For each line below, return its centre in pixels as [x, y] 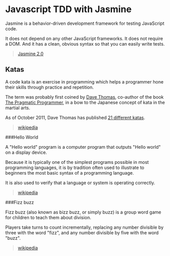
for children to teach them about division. [48, 217]
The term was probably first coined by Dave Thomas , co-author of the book [84, 97]
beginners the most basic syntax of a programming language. [70, 173]
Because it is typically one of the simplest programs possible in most [77, 162]
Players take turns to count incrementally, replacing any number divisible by [84, 227]
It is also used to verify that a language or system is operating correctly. [80, 183]
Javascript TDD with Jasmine [69, 9]
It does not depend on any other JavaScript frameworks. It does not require [84, 38]
